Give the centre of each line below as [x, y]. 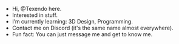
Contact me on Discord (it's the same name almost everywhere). [93, 28]
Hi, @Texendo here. [37, 9]
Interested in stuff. [35, 15]
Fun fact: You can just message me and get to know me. [82, 34]
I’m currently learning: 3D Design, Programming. [73, 21]
